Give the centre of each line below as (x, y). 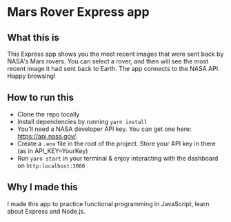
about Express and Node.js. (47, 211)
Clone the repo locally (48, 114)
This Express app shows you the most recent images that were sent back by (115, 54)
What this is (33, 38)
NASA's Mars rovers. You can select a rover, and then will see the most (108, 61)
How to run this (41, 98)
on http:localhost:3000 (51, 165)
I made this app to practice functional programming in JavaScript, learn (108, 203)
